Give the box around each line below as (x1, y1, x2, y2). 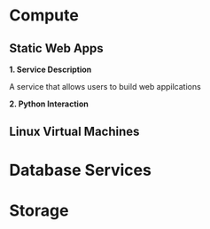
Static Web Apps (9, 41, 104, 56)
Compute (9, 5, 80, 26)
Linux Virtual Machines (9, 124, 140, 139)
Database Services (9, 160, 152, 180)
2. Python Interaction (9, 99, 89, 109)
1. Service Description (9, 64, 92, 75)
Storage (9, 201, 69, 220)
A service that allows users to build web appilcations (9, 82, 201, 91)
